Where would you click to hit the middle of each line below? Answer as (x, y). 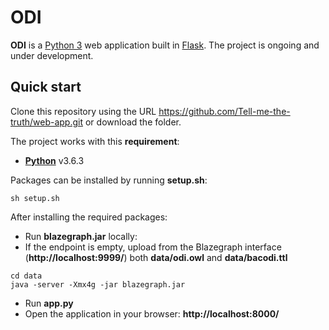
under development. (52, 55)
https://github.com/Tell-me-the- (224, 111)
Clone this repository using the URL (83, 111)
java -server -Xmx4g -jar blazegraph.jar (98, 284)
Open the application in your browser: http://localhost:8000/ (152, 313)
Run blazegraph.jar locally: (81, 236)
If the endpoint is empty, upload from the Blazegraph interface (153, 247)
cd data (26, 276)
